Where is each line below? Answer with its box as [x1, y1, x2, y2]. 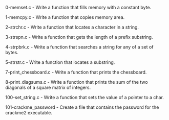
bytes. [5, 50, 19, 55]
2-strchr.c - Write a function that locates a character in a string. [5, 24, 139, 30]
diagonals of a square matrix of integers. [5, 84, 91, 90]
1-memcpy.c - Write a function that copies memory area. [5, 14, 125, 20]
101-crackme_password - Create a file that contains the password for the [5, 104, 159, 110]
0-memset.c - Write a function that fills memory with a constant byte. [5, 5, 152, 10]
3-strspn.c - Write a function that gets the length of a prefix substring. [5, 34, 153, 40]
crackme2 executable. [5, 110, 52, 115]
